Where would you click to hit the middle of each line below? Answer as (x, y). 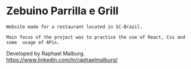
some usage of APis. (33, 42)
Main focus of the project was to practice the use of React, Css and (96, 37)
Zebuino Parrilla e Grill (62, 11)
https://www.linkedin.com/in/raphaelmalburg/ (62, 59)
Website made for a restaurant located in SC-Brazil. (75, 27)
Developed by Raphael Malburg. (46, 53)
